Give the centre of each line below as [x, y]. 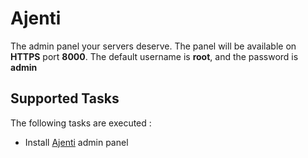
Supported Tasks [65, 98]
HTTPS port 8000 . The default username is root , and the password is [154, 56]
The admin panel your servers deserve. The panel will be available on [153, 46]
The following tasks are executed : [81, 123]
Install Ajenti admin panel [76, 142]
